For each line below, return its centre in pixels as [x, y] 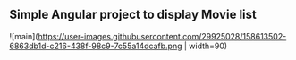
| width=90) [206, 46]
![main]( [24, 36]
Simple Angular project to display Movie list [133, 15]
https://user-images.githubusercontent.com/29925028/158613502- [162, 36]
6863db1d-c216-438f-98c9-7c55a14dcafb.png [96, 46]
